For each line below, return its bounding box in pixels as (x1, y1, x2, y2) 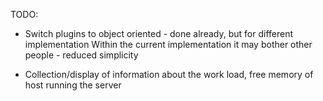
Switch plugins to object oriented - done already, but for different (24, 28, 294, 39)
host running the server (24, 79, 122, 91)
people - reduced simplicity (24, 49, 139, 61)
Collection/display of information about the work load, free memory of (24, 69, 314, 80)
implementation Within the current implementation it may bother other (24, 39, 313, 50)
